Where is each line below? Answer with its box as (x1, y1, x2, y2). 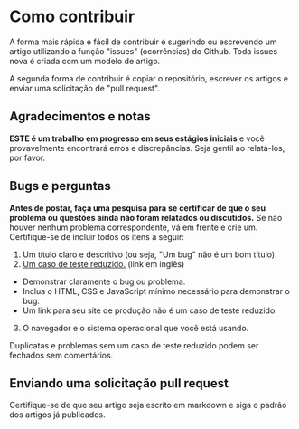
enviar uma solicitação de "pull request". (9, 82, 161, 93)
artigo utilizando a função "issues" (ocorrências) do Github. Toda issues (9, 45, 278, 56)
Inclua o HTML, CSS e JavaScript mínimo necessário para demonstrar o (22, 285, 291, 296)
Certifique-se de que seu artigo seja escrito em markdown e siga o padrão (9, 400, 287, 411)
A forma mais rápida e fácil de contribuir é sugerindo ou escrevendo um (9, 36, 277, 47)
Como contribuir (9, 6, 135, 27)
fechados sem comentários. (9, 349, 114, 360)
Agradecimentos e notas (9, 109, 151, 124)
